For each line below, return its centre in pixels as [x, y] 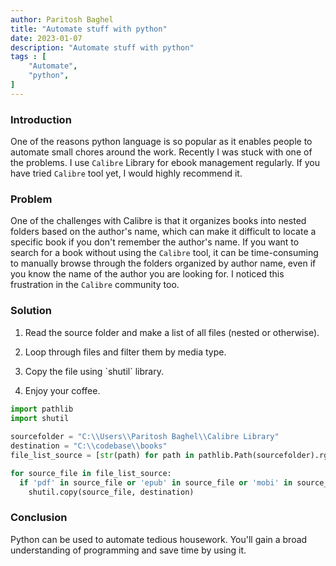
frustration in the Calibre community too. [95, 285]
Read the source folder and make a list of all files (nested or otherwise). [172, 332]
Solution [31, 311]
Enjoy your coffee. [62, 390]
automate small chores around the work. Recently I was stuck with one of [161, 152]
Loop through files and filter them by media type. [125, 352]
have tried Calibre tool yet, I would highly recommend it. [126, 173]
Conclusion [39, 518]
